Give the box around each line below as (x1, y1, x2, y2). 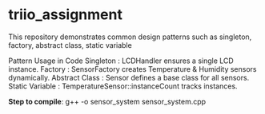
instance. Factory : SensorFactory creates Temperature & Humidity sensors (8, 64, 257, 73)
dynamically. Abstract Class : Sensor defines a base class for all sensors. (8, 73, 250, 82)
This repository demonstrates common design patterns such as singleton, (8, 32, 252, 41)
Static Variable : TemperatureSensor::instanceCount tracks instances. (8, 81, 238, 91)
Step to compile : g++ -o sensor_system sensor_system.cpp (8, 96, 207, 106)
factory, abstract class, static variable (8, 40, 132, 49)
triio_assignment (8, 6, 122, 24)
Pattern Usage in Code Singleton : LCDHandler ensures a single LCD (8, 56, 234, 65)
